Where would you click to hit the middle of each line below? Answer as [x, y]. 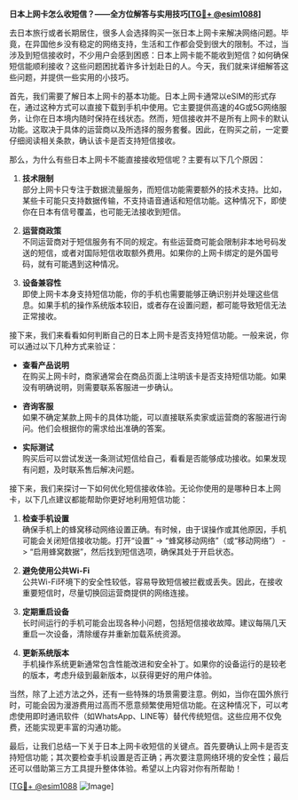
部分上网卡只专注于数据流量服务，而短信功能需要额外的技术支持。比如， [154, 189]
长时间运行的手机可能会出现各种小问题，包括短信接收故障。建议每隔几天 [154, 623]
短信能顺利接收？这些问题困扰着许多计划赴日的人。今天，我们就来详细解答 [145, 66]
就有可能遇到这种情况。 [81, 264]
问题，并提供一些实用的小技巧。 [75, 77]
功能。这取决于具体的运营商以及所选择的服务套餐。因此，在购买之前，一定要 [149, 129]
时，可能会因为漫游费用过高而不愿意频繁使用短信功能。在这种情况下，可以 [145, 705]
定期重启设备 [45, 612]
